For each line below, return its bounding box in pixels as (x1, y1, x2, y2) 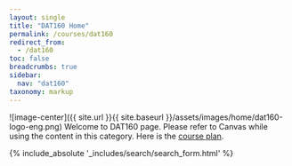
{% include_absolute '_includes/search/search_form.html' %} (9, 147, 234, 158)
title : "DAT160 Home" (9, 21, 90, 30)
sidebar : (9, 71, 42, 80)
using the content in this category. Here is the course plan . (9, 130, 224, 141)
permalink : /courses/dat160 (9, 29, 114, 38)
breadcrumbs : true (9, 63, 77, 72)
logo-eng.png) (9, 121, 62, 131)
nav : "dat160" (17, 79, 69, 88)
